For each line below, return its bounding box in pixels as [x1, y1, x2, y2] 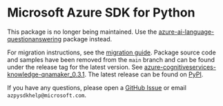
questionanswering [7, 34, 62, 43]
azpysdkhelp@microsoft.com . [7, 91, 87, 99]
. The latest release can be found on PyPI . [84, 70, 204, 78]
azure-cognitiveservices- [144, 63, 216, 71]
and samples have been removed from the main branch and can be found [7, 55, 215, 63]
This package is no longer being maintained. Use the [7, 28, 157, 36]
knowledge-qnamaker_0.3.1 [7, 70, 85, 78]
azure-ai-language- [158, 28, 215, 36]
